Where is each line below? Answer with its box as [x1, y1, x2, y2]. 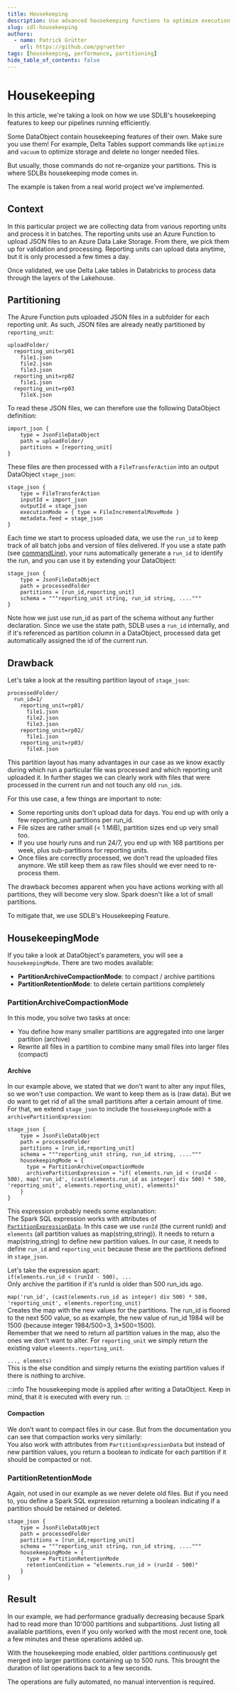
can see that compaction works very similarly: [7, 1432, 142, 1441]
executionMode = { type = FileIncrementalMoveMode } [20, 509, 180, 516]
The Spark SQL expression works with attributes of [7, 1214, 157, 1223]
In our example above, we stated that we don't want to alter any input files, [7, 1082, 226, 1091]
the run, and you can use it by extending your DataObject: [7, 556, 177, 565]
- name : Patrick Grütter [13, 37, 87, 44]
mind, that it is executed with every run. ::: [7, 1393, 130, 1401]
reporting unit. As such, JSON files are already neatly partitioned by [7, 321, 206, 329]
